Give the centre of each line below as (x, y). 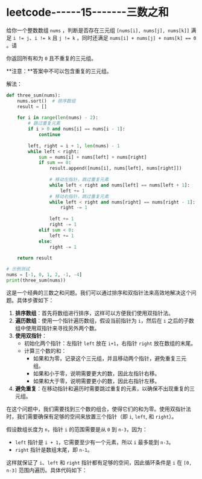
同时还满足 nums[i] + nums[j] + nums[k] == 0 (139, 37)
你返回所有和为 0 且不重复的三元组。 (52, 58)
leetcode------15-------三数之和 (87, 12)
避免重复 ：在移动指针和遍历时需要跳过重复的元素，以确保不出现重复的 (102, 388)
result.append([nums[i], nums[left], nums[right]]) (115, 169)
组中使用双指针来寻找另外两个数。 (57, 328)
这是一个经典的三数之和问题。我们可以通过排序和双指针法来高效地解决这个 (99, 292)
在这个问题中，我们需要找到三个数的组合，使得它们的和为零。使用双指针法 (99, 409)
